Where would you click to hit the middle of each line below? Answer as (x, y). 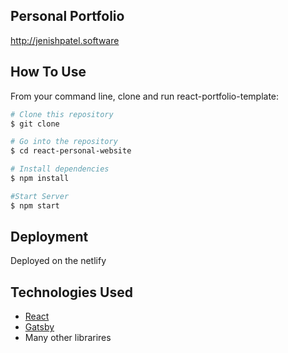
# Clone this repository (62, 114)
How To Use (48, 72)
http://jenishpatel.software (65, 40)
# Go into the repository (64, 142)
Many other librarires (68, 338)
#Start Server (40, 196)
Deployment (49, 237)
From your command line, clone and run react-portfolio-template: (145, 96)
